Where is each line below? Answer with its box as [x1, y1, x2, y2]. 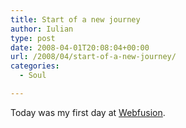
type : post [10, 33, 56, 43]
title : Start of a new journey [10, 14, 141, 25]
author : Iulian [10, 24, 74, 34]
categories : [10, 61, 60, 71]
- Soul [19, 71, 47, 81]
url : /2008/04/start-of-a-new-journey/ [10, 52, 177, 62]
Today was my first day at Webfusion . [10, 106, 166, 118]
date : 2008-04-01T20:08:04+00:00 [10, 42, 150, 53]
